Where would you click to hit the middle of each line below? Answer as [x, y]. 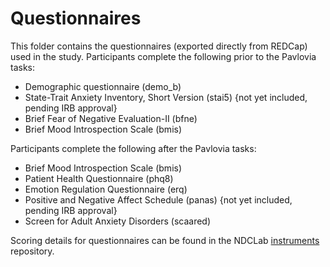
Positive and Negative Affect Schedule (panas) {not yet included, [158, 199]
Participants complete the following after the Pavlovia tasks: [133, 148]
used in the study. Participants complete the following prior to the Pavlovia [163, 56]
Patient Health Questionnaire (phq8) [99, 178]
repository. [32, 251]
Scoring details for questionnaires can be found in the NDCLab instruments [165, 240]
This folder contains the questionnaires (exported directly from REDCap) [159, 46]
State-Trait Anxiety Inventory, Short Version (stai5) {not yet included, [166, 97]
